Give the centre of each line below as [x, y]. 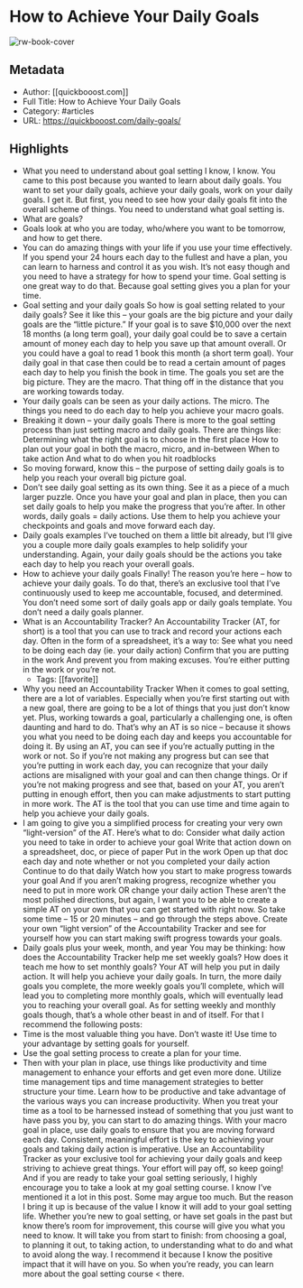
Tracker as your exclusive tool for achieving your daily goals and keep [152, 1158]
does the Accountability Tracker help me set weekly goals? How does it [155, 957]
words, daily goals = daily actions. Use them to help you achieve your [151, 515]
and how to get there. [62, 237]
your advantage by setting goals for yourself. [106, 1043]
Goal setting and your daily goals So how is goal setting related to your [154, 305]
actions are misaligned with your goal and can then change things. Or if [155, 774]
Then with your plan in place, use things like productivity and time [145, 1062]
